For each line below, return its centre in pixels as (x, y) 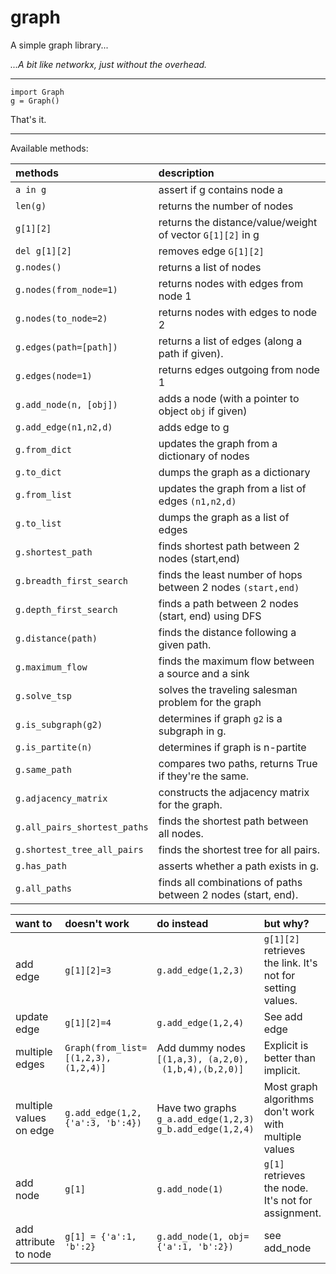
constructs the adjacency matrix (234, 792)
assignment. (292, 1213)
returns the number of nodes (226, 206)
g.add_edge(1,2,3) (200, 970)
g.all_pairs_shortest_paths (82, 827)
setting (280, 988)
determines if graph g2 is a (220, 718)
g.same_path (44, 769)
